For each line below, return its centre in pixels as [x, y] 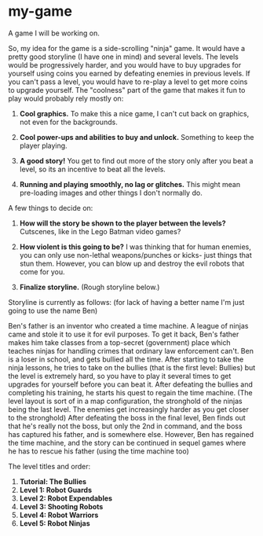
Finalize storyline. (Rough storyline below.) [89, 287]
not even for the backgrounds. [68, 122]
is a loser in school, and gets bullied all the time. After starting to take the [126, 359]
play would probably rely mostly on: [66, 98]
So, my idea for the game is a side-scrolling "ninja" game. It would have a [127, 48]
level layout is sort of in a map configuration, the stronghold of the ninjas [125, 401]
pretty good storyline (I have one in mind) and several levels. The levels [124, 57]
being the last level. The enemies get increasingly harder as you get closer [128, 409]
